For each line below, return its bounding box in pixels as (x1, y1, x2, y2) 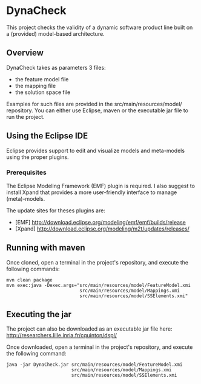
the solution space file (15, 89, 71, 96)
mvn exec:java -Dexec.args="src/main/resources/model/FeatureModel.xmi (6, 282, 191, 288)
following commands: (6, 265, 60, 272)
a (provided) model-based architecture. (6, 30, 105, 37)
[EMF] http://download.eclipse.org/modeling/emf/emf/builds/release (15, 218, 186, 226)
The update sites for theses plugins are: (6, 207, 106, 214)
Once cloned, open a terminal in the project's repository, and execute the (6, 258, 189, 266)
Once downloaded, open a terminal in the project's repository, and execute (6, 343, 193, 351)
